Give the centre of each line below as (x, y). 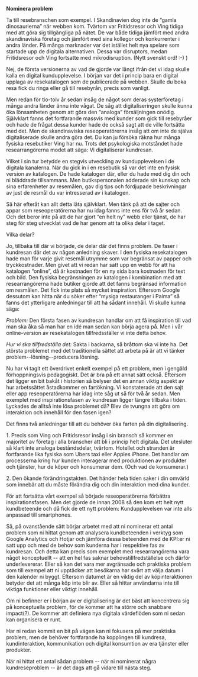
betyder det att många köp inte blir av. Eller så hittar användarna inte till (93, 583)
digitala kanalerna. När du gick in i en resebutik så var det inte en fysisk (93, 167)
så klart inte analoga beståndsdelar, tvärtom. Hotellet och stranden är (90, 448)
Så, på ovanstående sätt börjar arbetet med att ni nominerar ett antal (90, 526)
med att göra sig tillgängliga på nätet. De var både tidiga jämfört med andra (98, 33)
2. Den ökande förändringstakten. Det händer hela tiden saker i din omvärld (98, 478)
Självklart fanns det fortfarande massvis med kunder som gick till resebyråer (99, 118)
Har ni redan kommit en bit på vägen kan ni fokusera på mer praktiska (91, 631)
